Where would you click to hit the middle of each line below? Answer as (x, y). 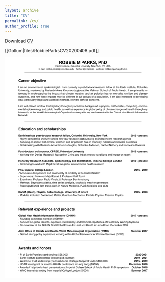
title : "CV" (17, 16)
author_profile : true (27, 26)
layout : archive (22, 10)
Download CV (19, 41)
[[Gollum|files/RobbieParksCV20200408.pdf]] (52, 51)
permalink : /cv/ (22, 21)
